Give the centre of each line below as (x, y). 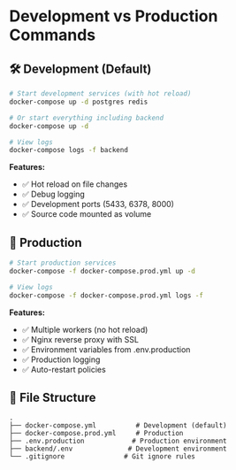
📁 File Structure (53, 397)
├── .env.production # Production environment (118, 441)
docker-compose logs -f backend (69, 150)
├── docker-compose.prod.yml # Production (96, 434)
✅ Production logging (61, 359)
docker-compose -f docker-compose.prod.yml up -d (103, 271)
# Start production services (63, 263)
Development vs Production (114, 16)
